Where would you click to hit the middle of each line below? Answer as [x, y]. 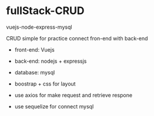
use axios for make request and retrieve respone [73, 95]
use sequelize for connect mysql [54, 106]
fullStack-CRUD [45, 11]
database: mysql [35, 72]
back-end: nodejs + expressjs [51, 61]
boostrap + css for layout [45, 84]
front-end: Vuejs [34, 50]
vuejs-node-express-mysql [39, 27]
